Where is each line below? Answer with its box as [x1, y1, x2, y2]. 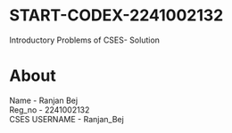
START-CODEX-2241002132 [9, 5, 224, 26]
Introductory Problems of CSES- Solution [9, 35, 161, 45]
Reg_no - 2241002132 [9, 104, 90, 115]
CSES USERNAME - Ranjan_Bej [9, 113, 125, 124]
